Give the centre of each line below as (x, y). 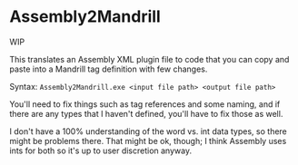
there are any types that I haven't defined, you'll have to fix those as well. (146, 113)
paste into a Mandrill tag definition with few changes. (109, 69)
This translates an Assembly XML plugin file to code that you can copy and (149, 59)
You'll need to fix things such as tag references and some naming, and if (145, 104)
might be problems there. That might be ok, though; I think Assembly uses (148, 141)
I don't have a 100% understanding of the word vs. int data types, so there (149, 131)
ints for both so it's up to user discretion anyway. (101, 150)
